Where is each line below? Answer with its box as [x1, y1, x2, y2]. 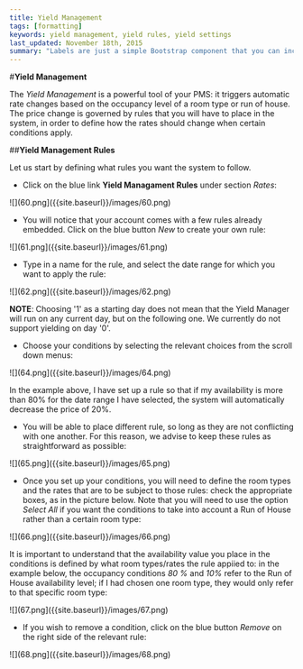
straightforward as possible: [22, 441, 127, 452]
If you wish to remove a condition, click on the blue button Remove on [22, 622, 282, 633]
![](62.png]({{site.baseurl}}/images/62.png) [9, 286, 171, 298]
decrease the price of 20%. [9, 404, 112, 415]
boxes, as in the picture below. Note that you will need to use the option [22, 495, 289, 506]
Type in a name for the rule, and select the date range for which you [22, 259, 276, 270]
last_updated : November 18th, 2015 [9, 38, 143, 48]
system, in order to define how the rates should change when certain [9, 118, 266, 129]
